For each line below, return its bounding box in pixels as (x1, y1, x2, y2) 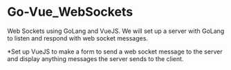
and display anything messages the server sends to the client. (7, 54, 184, 62)
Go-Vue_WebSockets (7, 4, 133, 20)
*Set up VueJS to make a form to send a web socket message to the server (7, 47, 223, 56)
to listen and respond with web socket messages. (7, 34, 149, 42)
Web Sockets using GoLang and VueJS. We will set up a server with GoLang (7, 27, 225, 35)
